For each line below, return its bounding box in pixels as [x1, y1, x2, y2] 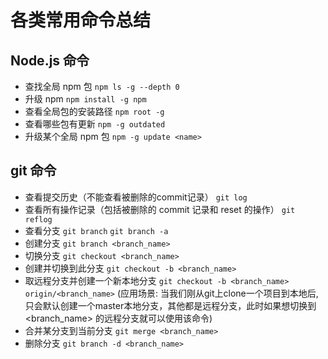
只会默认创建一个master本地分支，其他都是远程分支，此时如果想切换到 [24, 299, 317, 311]
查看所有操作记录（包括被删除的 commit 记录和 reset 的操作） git [24, 203, 296, 215]
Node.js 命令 [10, 52, 90, 69]
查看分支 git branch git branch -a [24, 224, 169, 236]
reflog [24, 214, 53, 225]
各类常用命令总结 [10, 9, 152, 32]
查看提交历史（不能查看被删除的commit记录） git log [24, 191, 248, 203]
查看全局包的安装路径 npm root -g [24, 106, 165, 117]
